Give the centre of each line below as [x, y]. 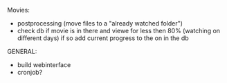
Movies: [18, 10]
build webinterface [44, 65]
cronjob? [30, 72]
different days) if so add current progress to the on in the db [103, 38]
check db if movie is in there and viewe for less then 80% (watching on [118, 31]
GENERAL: [22, 52]
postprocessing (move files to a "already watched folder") [100, 23]
